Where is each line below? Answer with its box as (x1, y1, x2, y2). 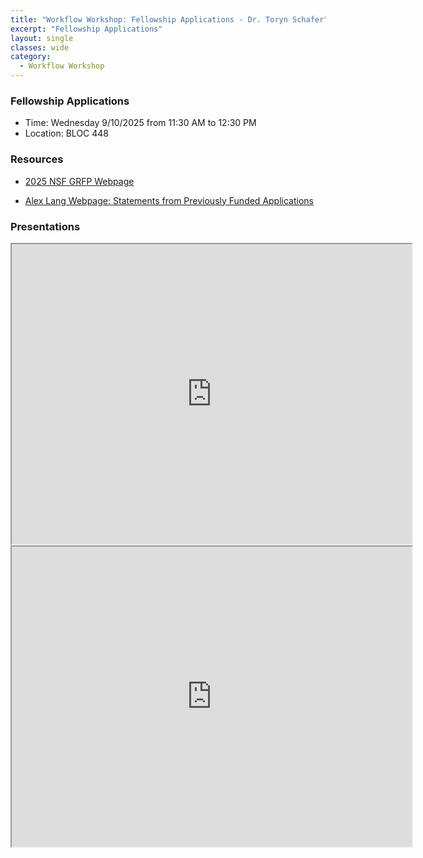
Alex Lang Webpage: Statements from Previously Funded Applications (24, 194, 314, 206)
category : (10, 52, 52, 62)
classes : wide (10, 42, 70, 53)
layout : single (10, 33, 74, 43)
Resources (10, 152, 64, 166)
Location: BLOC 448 (24, 127, 110, 140)
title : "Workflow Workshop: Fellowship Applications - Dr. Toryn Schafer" (10, 14, 329, 25)
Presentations (10, 219, 81, 233)
